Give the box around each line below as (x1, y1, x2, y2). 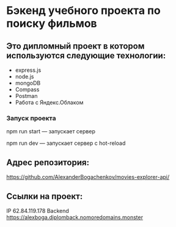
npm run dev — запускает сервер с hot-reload (6, 139, 126, 147)
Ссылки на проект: (6, 191, 83, 201)
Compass (15, 86, 40, 93)
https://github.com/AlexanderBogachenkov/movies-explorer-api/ (6, 173, 170, 181)
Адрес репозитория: (6, 157, 90, 167)
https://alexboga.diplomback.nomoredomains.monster (6, 214, 144, 221)
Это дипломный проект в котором (6, 41, 145, 51)
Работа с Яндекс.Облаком (15, 99, 84, 106)
